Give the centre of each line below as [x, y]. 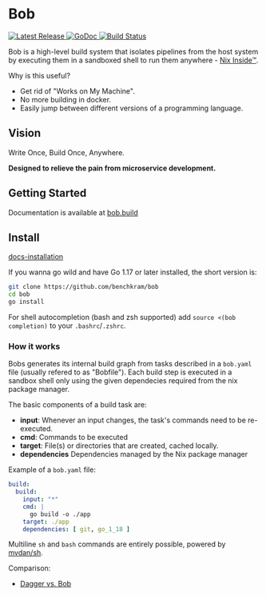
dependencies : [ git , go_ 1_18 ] [76, 529]
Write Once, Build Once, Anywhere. [67, 152]
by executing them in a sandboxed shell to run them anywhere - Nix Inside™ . [133, 60]
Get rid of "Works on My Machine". [77, 91]
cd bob [19, 294]
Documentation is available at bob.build [73, 212]
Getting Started [48, 193]
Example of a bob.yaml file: [52, 470]
